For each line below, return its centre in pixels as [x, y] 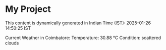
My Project [28, 9]
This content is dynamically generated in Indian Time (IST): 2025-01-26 [78, 23]
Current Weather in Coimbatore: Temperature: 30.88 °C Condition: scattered [83, 38]
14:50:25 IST [18, 28]
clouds [12, 43]
